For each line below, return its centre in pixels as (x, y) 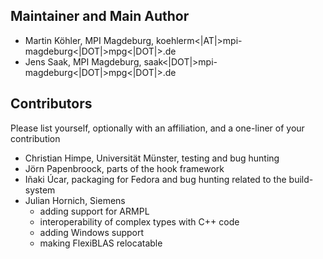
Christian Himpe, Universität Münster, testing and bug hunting (152, 158)
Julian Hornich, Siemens (75, 200)
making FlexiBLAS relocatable (101, 243)
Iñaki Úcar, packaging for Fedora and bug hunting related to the (155, 179)
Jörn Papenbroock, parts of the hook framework (124, 168)
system (40, 190)
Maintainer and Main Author (100, 16)
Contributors (51, 104)
